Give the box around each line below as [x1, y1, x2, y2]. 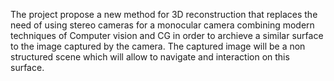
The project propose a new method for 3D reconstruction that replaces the [10, 9, 318, 20]
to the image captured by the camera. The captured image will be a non [10, 40, 306, 52]
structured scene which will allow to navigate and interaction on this [10, 51, 290, 63]
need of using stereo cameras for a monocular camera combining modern [10, 19, 315, 31]
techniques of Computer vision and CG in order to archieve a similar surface [10, 30, 324, 41]
